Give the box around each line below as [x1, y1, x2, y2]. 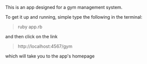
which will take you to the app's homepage [5, 53, 95, 59]
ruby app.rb [17, 24, 43, 30]
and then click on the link [5, 34, 58, 39]
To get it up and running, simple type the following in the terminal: [5, 14, 143, 20]
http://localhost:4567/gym [17, 43, 72, 49]
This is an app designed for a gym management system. [5, 5, 123, 10]
